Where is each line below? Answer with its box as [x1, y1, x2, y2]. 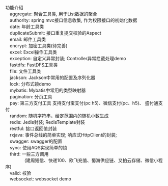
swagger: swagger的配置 [10, 138, 63, 144]
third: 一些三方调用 [10, 151, 49, 157]
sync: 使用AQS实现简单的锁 [10, 145, 68, 150]
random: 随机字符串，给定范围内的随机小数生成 [10, 113, 109, 119]
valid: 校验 [10, 170, 32, 176]
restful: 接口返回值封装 [10, 125, 57, 131]
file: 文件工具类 [10, 68, 42, 74]
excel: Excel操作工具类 [10, 49, 57, 55]
